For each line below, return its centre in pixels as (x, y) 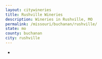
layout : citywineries (28, 10)
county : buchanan (24, 33)
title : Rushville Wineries (34, 15)
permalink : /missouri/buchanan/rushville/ (51, 24)
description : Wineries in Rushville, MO (49, 19)
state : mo (16, 29)
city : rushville (23, 38)
